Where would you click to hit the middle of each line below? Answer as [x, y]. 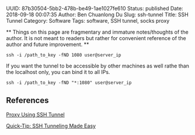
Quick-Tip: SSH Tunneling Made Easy [51, 126]
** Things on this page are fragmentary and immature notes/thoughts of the [97, 32]
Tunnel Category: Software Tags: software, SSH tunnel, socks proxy [88, 21]
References [27, 100]
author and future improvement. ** [48, 44]
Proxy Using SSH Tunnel [36, 114]
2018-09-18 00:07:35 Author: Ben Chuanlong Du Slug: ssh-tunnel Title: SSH [97, 15]
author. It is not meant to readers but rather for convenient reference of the [96, 38]
